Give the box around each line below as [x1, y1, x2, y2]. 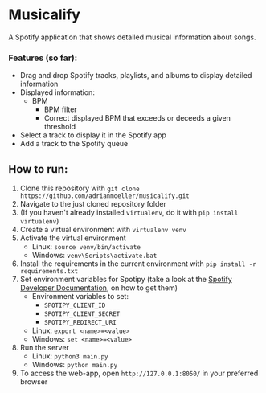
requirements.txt [19, 268, 79, 276]
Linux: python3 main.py [31, 351, 108, 361]
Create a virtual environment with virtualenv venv [19, 225, 186, 235]
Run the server [19, 343, 70, 353]
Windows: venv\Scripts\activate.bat [31, 251, 158, 260]
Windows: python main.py [31, 360, 118, 370]
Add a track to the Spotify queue [19, 139, 129, 149]
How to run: [8, 162, 68, 176]
